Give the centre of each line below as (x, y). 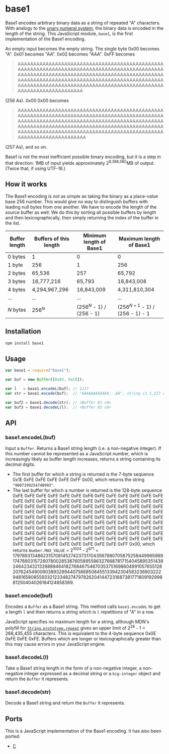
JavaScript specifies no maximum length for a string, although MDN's (77, 622)
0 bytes (17, 257)
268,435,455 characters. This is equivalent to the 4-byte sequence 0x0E (81, 633)
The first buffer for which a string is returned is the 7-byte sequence (83, 474)
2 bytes (17, 273)
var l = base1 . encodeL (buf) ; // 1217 (47, 389)
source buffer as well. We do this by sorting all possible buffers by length (81, 212)
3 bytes (17, 281)
